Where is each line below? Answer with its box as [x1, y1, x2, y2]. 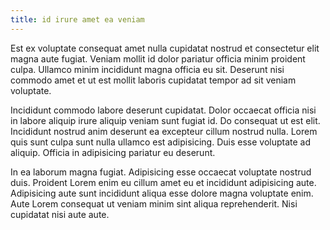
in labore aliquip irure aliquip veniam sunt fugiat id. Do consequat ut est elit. [10, 114, 321, 126]
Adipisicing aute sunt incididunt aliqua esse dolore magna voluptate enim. [10, 187, 314, 199]
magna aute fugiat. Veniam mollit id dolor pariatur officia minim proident [10, 52, 306, 65]
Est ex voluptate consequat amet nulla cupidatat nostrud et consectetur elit [10, 42, 320, 54]
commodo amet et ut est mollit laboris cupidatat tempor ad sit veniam [10, 74, 297, 86]
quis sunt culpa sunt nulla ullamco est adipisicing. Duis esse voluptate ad [10, 136, 312, 148]
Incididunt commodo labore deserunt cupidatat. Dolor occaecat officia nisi [10, 104, 317, 116]
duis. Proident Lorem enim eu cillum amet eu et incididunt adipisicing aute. [10, 176, 317, 188]
